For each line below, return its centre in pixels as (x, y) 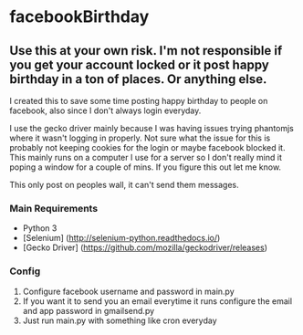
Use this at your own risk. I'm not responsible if (146, 51)
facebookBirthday (79, 17)
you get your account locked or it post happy (139, 64)
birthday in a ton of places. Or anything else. (138, 79)
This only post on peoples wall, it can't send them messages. (124, 185)
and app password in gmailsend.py (89, 310)
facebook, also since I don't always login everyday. (105, 110)
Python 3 (40, 228)
